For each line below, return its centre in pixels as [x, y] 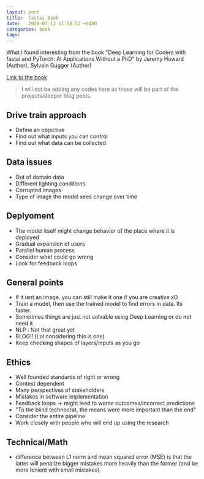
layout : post [23, 12]
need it [24, 324]
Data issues [29, 162]
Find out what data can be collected [60, 142]
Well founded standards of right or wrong [67, 377]
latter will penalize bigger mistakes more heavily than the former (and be [107, 463]
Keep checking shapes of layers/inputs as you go [77, 343]
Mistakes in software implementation [62, 397]
